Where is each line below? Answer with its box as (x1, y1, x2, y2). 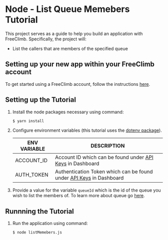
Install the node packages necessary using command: (12, 109, 124, 115)
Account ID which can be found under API (54, 154, 153, 161)
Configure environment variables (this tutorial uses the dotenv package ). (12, 127, 162, 133)
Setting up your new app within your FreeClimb (5, 60, 155, 68)
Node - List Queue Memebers (5, 3, 130, 15)
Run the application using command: (12, 221, 88, 227)
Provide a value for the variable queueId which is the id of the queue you (12, 187, 161, 193)
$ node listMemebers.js (12, 230, 62, 235)
